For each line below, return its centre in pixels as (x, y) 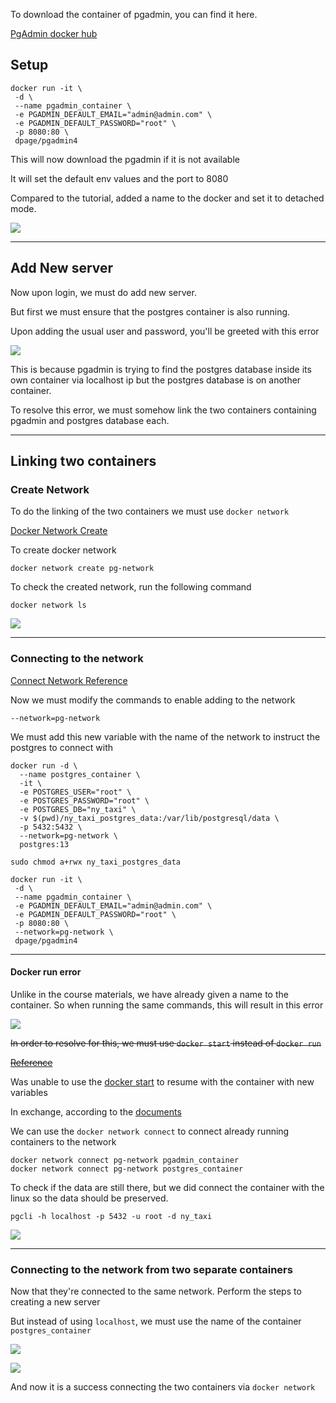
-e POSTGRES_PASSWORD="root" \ (84, 800)
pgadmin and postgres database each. (90, 420)
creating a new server (55, 1302)
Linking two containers (83, 461)
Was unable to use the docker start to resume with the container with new (162, 1081)
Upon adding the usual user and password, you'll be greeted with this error (165, 331)
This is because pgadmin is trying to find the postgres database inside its (161, 369)
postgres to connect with (62, 747)
